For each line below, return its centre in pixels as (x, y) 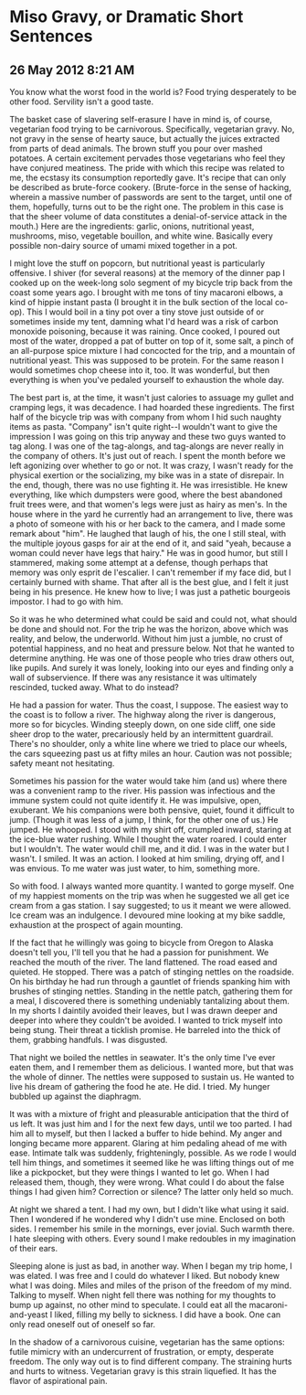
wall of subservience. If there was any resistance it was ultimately (133, 677)
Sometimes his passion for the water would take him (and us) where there (148, 781)
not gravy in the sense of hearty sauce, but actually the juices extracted (145, 138)
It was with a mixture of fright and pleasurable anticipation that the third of (149, 1114)
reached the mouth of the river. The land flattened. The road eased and (143, 962)
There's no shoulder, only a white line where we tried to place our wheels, (148, 744)
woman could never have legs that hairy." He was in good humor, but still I (148, 553)
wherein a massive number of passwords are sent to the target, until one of (151, 197)
